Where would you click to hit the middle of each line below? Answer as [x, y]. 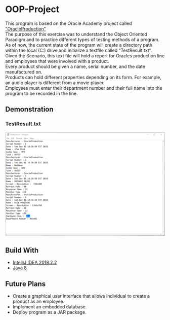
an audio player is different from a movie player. [55, 83]
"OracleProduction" [26, 28]
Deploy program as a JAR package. [50, 312]
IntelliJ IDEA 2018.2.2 [35, 263]
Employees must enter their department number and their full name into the [84, 88]
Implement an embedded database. [50, 307]
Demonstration [30, 109]
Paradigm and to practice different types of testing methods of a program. [82, 40]
